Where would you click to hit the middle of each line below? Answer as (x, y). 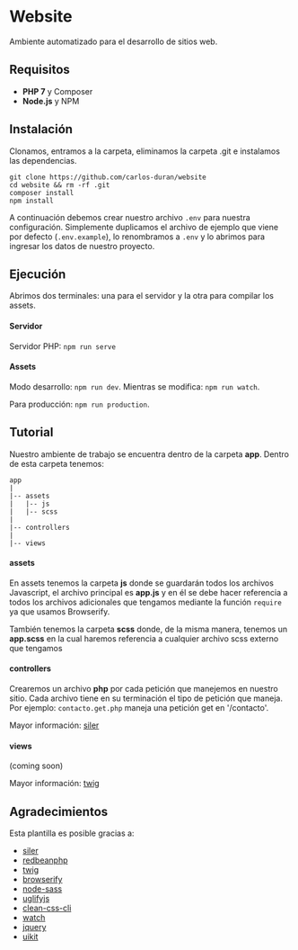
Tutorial (31, 432)
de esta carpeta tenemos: (57, 463)
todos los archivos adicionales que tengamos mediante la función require (146, 602)
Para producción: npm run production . (79, 404)
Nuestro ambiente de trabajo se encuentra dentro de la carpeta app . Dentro (149, 454)
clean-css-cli (47, 908)
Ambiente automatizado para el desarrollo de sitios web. (114, 41)
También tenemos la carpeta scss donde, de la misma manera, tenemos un (149, 629)
